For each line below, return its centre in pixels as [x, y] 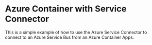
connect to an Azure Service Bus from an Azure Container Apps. [70, 37]
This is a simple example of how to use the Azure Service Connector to [76, 32]
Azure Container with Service [66, 9]
